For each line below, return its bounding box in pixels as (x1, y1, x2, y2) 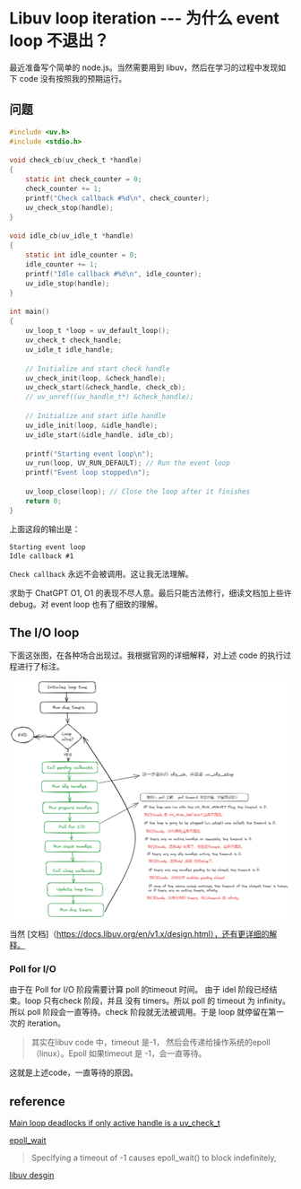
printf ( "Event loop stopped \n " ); (25, 468, 150, 477)
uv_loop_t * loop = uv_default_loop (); (25, 327, 170, 336)
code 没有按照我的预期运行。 (19, 73, 127, 83)
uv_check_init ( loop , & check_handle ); (25, 373, 167, 382)
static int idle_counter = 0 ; (25, 250, 139, 260)
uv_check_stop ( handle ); (25, 203, 115, 212)
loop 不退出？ (9, 31, 110, 51)
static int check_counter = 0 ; (25, 175, 142, 184)
